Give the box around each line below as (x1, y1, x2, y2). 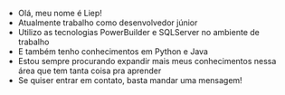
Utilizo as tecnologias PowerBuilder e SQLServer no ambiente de (17, 27, 260, 37)
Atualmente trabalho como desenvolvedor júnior (17, 17, 198, 28)
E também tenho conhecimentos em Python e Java (17, 46, 208, 57)
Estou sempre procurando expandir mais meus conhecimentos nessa (17, 56, 277, 66)
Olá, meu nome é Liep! (17, 8, 102, 18)
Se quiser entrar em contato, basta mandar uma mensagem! (17, 75, 242, 85)
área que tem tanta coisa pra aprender (17, 65, 162, 76)
